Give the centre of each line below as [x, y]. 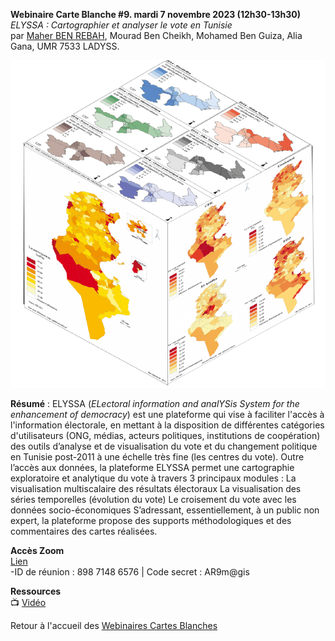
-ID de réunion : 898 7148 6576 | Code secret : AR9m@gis [130, 571]
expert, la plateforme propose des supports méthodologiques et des [151, 520]
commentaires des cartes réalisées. [84, 531]
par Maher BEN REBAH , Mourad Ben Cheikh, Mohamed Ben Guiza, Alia [156, 35]
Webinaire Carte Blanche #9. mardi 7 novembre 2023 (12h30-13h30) [156, 14]
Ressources [36, 591]
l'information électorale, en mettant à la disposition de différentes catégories [167, 425]
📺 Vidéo [28, 602]
